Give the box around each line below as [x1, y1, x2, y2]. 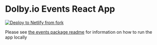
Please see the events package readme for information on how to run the [5, 29, 153, 35]
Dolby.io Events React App [5, 3, 115, 15]
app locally [5, 34, 27, 40]
